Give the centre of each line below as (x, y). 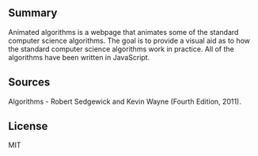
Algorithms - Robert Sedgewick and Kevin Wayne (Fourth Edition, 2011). (125, 101)
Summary (33, 13)
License (28, 126)
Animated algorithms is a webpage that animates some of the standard (123, 32)
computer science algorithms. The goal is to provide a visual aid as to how (129, 40)
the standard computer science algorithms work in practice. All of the (121, 49)
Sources (29, 82)
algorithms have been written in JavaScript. (79, 57)
